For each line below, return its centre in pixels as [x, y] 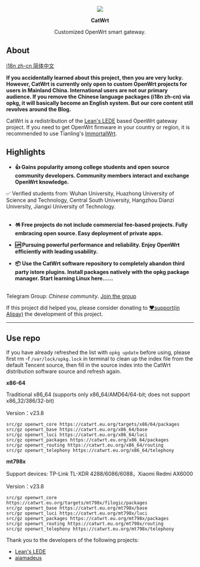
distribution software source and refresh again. [64, 372]
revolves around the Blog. [39, 109]
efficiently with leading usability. [56, 251]
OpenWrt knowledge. [42, 182]
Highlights [26, 152]
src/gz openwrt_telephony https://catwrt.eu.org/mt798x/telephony [90, 529]
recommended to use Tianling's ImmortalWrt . [62, 133]
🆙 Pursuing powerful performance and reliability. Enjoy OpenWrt [97, 245]
